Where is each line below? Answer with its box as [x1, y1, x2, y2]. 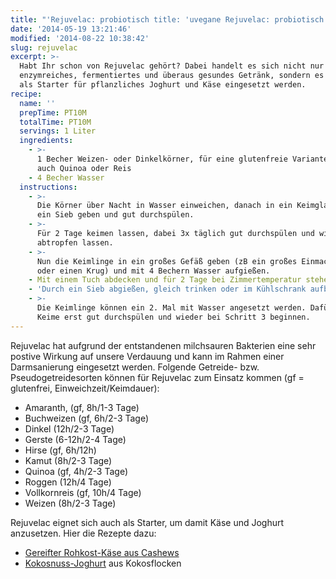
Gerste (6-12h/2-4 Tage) [24, 433, 127, 445]
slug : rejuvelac [10, 42, 78, 53]
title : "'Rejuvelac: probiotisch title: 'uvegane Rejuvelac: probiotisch [10, 14, 325, 25]
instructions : [19, 182, 78, 192]
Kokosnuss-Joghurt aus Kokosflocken [24, 557, 182, 569]
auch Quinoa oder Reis [36, 163, 132, 173]
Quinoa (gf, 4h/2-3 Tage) [24, 465, 129, 477]
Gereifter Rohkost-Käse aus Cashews [24, 546, 180, 558]
